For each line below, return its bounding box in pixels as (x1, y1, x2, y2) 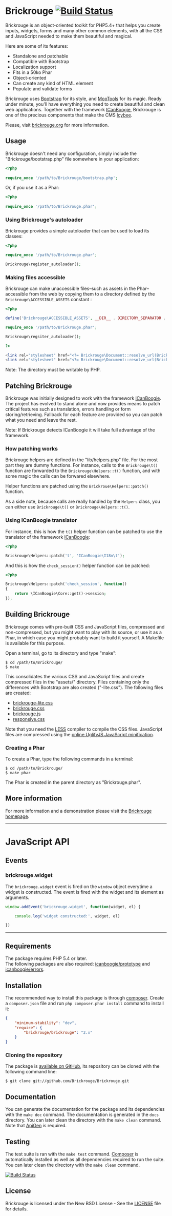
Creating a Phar (5, 744, 45, 751)
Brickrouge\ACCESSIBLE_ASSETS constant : (5, 297, 92, 303)
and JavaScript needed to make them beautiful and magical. (5, 33, 133, 39)
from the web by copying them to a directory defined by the (29, 291, 155, 297)
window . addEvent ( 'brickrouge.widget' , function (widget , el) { (5, 904, 141, 909)
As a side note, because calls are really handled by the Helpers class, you (5, 498, 160, 505)
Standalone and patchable (12, 53, 69, 59)
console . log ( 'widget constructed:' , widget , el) (14, 913, 120, 918)
